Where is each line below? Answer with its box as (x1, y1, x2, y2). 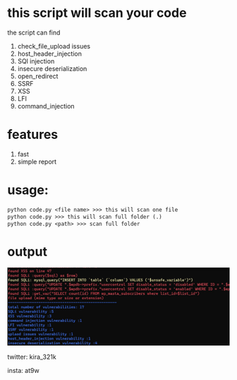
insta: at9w (7, 366, 40, 374)
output (7, 244, 48, 259)
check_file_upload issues (17, 42, 90, 50)
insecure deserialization (17, 64, 87, 73)
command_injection (17, 102, 75, 110)
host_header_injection (17, 49, 83, 58)
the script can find (7, 28, 61, 37)
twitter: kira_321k (7, 353, 56, 361)
